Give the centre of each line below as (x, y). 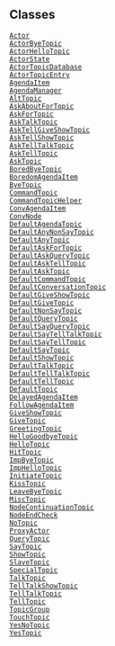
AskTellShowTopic (42, 137)
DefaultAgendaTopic (46, 224)
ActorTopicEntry (40, 75)
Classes (32, 15)
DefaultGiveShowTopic (50, 295)
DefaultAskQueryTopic (50, 255)
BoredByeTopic (36, 169)
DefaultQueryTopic (44, 318)
